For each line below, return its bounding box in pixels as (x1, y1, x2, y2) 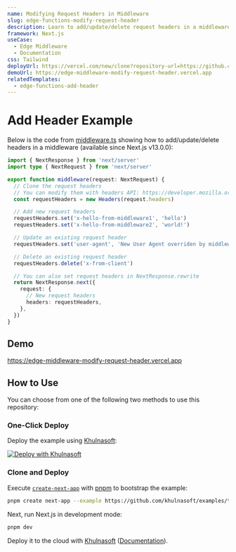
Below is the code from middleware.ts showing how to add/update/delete (7, 136, 220, 144)
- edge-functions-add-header (13, 82, 99, 89)
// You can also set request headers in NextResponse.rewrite (13, 272, 199, 280)
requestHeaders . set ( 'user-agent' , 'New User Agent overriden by (13, 240, 206, 248)
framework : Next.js (7, 30, 65, 37)
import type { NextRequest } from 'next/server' (7, 163, 152, 171)
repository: (7, 403, 39, 411)
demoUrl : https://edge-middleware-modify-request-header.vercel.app (7, 69, 212, 76)
